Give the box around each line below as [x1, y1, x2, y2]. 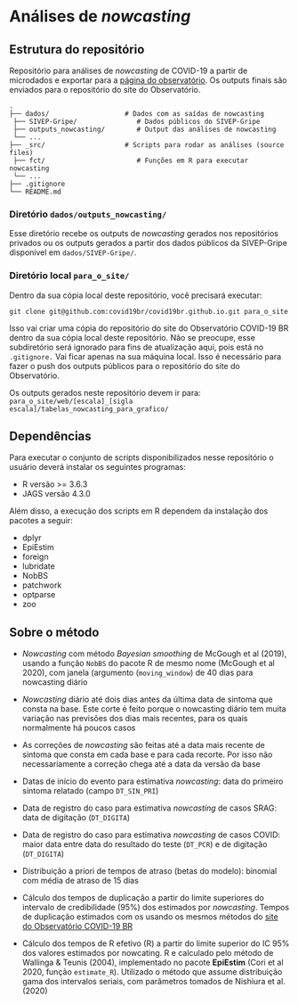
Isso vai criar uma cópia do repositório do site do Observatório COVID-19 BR [9, 323, 289, 333]
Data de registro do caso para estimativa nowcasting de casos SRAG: [21, 802, 278, 813]
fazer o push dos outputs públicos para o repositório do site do [9, 360, 240, 371]
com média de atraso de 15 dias [21, 876, 140, 886]
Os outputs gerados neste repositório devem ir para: [9, 387, 202, 398]
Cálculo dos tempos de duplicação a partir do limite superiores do [21, 893, 264, 903]
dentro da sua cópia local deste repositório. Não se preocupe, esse [9, 332, 256, 342]
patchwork [21, 580, 62, 590]
